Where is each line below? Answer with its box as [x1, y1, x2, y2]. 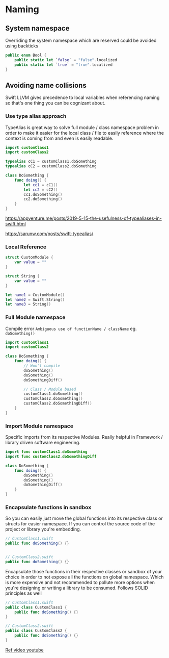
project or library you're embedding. [5, 526, 81, 533]
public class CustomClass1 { [5, 604, 67, 610]
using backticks [5, 43, 39, 49]
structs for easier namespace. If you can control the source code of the [5, 521, 155, 527]
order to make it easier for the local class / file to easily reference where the [5, 130, 164, 136]
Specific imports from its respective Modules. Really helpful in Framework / [5, 434, 163, 440]
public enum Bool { [5, 53, 47, 58]
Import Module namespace [5, 422, 74, 429]
